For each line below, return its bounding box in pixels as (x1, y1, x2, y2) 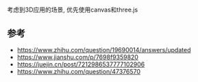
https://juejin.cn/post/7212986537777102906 (16, 60, 145, 68)
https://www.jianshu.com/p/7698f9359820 (16, 53, 139, 61)
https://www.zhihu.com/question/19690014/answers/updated (16, 46, 191, 54)
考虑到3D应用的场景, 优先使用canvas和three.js (7, 5, 138, 14)
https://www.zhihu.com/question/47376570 (16, 68, 141, 75)
